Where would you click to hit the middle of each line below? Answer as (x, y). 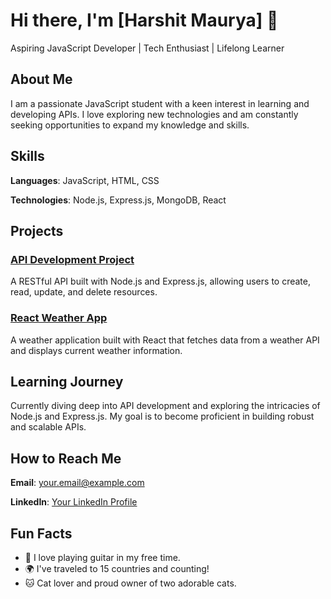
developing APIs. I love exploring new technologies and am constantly (154, 114)
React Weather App (59, 318)
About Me (41, 79)
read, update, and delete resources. (84, 292)
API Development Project (72, 259)
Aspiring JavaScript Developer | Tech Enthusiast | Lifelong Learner (147, 48)
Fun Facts (41, 533)
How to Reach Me (66, 458)
